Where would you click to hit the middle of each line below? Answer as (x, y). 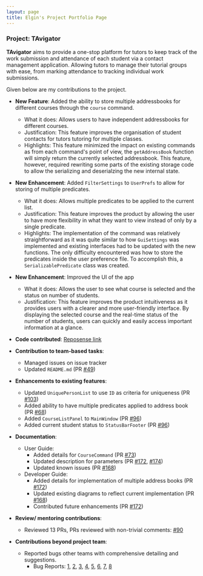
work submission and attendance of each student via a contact (85, 58)
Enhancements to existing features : (61, 381)
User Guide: (39, 448)
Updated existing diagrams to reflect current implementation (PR (114, 493)
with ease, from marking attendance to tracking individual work (85, 71)
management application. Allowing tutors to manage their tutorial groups (97, 65)
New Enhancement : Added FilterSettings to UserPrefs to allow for (100, 183)
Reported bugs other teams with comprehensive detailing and (101, 553)
